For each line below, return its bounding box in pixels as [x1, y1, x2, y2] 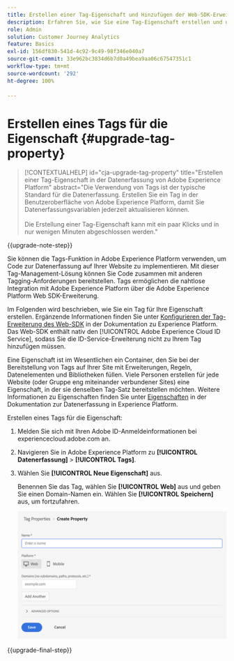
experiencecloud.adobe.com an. [17, 434, 111, 443]
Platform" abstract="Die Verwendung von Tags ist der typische [24, 183, 205, 192]
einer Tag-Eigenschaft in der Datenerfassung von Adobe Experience [24, 176, 221, 184]
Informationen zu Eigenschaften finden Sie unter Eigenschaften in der [7, 393, 207, 401]
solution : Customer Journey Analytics [7, 33, 120, 40]
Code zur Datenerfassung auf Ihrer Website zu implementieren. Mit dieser [7, 262, 219, 271]
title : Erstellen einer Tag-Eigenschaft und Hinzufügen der [7, 11, 186, 18]
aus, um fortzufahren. [17, 497, 80, 506]
